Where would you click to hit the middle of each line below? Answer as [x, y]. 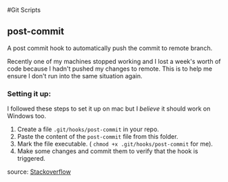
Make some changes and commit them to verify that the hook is [107, 151]
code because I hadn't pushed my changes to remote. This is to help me [110, 69]
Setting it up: [29, 93]
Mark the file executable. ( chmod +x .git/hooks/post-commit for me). [115, 144]
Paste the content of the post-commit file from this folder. [97, 137]
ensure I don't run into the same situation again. [75, 76]
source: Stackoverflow [39, 172]
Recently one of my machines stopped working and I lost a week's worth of [114, 61]
